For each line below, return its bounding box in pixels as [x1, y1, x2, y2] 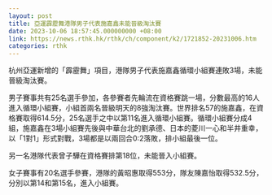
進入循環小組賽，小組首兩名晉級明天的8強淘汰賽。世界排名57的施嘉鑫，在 [8, 103, 257, 113]
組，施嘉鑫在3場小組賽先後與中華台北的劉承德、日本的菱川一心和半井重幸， [8, 123, 263, 133]
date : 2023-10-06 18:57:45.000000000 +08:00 [8, 27, 162, 35]
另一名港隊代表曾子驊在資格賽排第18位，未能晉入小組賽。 [8, 151, 202, 161]
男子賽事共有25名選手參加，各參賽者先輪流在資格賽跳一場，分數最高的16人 [8, 93, 261, 102]
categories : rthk [8, 42, 68, 50]
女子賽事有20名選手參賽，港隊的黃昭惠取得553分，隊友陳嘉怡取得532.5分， [8, 168, 264, 178]
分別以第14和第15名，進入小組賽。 [8, 178, 124, 188]
